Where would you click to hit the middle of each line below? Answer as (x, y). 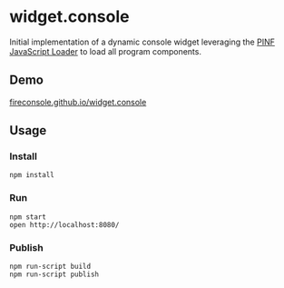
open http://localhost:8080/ (64, 224)
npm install (32, 175)
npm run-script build (50, 267)
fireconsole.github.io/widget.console (78, 102)
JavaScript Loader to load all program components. (106, 51)
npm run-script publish (54, 274)
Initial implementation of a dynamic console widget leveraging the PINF (142, 42)
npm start (28, 217)
